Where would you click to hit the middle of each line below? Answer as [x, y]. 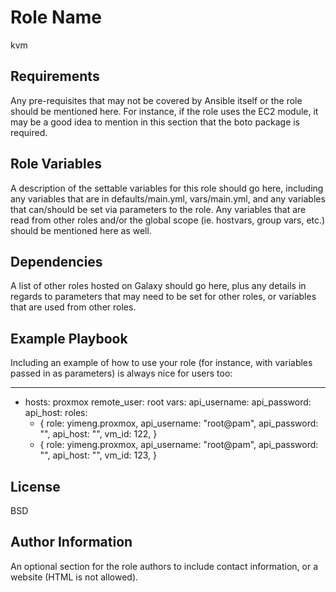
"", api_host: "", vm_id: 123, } [98, 455]
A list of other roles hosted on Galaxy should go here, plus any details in [158, 286]
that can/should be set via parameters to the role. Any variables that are [158, 209]
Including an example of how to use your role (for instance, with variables [161, 363]
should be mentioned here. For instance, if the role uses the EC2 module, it [164, 111]
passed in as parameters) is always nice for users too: [121, 373]
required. [29, 132]
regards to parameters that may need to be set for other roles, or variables [163, 297]
